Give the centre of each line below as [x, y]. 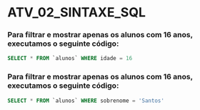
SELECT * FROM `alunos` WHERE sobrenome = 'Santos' [86, 101]
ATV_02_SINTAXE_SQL [77, 12]
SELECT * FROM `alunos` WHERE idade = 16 [70, 59]
